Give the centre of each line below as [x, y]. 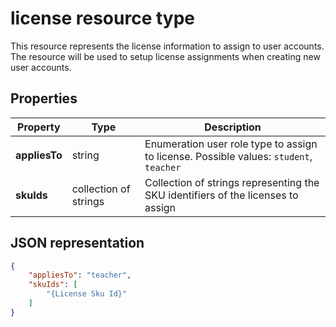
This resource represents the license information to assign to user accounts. [167, 46]
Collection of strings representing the [232, 182]
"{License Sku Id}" [87, 294]
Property [39, 127]
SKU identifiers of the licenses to [221, 195]
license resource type [102, 18]
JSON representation [77, 243]
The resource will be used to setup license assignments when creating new [165, 56]
